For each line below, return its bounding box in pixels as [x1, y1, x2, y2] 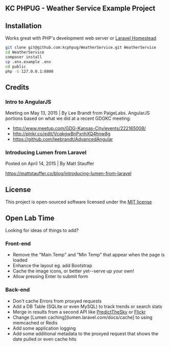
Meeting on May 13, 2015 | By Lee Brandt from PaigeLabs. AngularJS [5, 110, 150, 116]
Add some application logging [12, 325, 76, 331]
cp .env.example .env [5, 59, 52, 64]
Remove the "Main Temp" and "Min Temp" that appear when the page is [12, 252, 165, 258]
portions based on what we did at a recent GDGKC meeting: [5, 115, 131, 122]
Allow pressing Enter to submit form [12, 273, 88, 279]
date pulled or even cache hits [12, 336, 77, 342]
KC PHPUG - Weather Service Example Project [5, 4, 156, 13]
